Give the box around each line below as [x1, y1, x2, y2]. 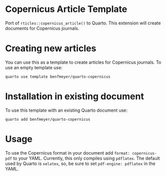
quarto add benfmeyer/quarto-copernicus [5, 117, 91, 122]
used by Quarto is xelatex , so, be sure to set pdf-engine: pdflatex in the [5, 161, 156, 167]
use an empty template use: [5, 64, 62, 70]
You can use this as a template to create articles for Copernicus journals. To [5, 59, 161, 65]
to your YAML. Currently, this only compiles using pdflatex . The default [13, 155, 160, 161]
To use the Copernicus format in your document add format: [5, 150, 130, 156]
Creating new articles [5, 43, 96, 54]
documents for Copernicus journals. [5, 25, 79, 31]
